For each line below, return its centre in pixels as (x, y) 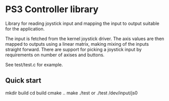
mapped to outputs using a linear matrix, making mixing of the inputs (77, 44)
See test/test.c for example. (34, 64)
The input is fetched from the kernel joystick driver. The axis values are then (85, 39)
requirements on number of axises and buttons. (55, 55)
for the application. (25, 28)
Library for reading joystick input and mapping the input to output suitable (82, 23)
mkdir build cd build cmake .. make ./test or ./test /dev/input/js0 (72, 93)
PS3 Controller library (52, 9)
